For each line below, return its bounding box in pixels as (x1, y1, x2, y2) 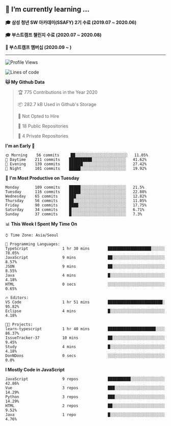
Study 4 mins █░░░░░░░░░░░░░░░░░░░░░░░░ (5, 344, 165, 349)
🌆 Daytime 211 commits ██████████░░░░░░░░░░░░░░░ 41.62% (5, 157, 147, 162)
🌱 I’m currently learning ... (5, 5, 90, 14)
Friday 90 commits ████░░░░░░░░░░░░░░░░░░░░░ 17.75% (5, 203, 147, 208)
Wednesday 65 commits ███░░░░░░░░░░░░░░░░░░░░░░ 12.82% (5, 193, 147, 199)
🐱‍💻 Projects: (5, 322, 33, 327)
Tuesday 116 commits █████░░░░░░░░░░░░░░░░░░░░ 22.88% (5, 189, 147, 194)
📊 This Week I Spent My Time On (5, 220, 77, 227)
